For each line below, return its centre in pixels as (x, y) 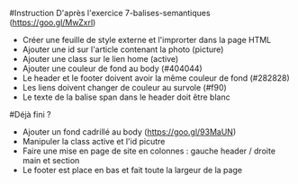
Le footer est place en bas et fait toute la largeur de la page (132, 170)
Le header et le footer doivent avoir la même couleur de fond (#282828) (156, 78)
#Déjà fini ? (30, 114)
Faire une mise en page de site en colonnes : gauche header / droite (149, 151)
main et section (51, 160)
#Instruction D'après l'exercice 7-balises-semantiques (110, 13)
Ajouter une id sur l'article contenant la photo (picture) (123, 49)
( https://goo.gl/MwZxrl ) (53, 22)
